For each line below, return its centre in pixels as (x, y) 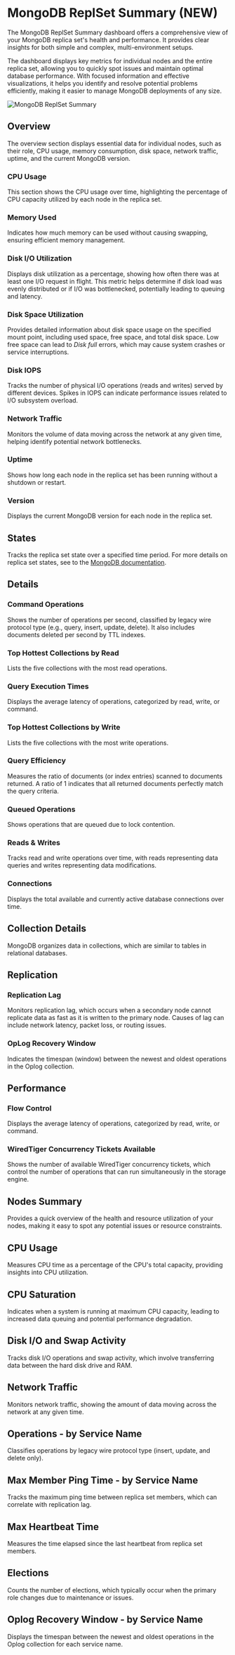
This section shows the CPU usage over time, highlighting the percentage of (117, 192)
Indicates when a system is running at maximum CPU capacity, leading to (113, 1311)
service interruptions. (38, 352)
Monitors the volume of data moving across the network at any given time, (115, 434)
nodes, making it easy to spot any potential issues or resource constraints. (115, 1226)
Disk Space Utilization (46, 314)
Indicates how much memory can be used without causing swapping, (108, 233)
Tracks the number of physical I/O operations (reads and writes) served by (115, 386)
